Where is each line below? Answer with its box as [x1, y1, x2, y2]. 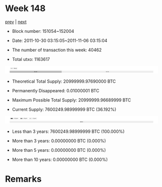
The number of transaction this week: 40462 [12, 47, 102, 53]
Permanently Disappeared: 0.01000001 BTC [12, 88, 99, 94]
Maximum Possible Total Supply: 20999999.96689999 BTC [12, 97, 131, 103]
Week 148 [5, 3, 46, 14]
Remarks [5, 173, 42, 185]
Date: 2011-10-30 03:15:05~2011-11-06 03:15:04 [12, 37, 108, 43]
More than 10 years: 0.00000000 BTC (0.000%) [12, 157, 108, 162]
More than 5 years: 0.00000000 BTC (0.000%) [12, 147, 106, 153]
